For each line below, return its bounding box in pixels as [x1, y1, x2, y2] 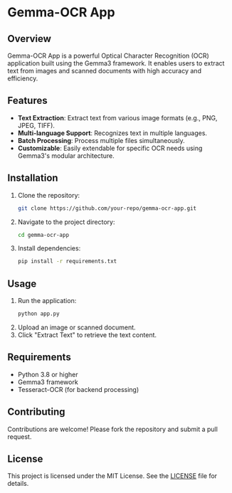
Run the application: [17, 297, 77, 305]
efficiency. [7, 74, 38, 83]
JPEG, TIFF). [17, 121, 56, 129]
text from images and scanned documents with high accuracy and [7, 67, 201, 75]
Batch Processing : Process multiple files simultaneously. [17, 136, 185, 144]
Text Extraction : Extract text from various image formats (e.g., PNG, [17, 113, 218, 122]
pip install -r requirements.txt [17, 258, 117, 265]
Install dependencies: [17, 244, 81, 253]
